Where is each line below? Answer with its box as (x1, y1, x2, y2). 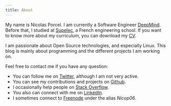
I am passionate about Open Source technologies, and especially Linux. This (5, 42, 166, 49)
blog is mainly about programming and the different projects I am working (5, 48, 160, 54)
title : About (5, 7, 33, 13)
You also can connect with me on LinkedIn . (12, 89, 104, 95)
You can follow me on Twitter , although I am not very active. (12, 73, 139, 79)
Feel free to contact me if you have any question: (5, 63, 108, 69)
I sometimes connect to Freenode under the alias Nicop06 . (12, 95, 137, 101)
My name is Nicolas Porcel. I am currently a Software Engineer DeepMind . (5, 22, 161, 28)
